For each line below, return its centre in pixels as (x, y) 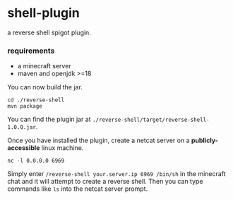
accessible (24, 148)
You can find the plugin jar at (49, 119)
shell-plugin (43, 13)
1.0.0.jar (22, 127)
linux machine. (62, 148)
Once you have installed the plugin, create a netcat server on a (98, 140)
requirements (31, 51)
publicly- (205, 140)
